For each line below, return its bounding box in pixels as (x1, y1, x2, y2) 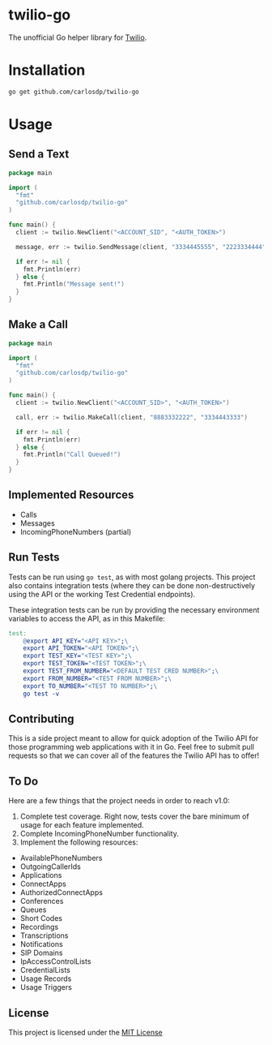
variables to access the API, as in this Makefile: (8, 613, 166, 623)
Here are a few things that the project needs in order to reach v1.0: (8, 796, 231, 806)
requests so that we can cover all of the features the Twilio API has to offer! (8, 750, 260, 760)
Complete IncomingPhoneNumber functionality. (19, 829, 180, 839)
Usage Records (19, 974, 72, 983)
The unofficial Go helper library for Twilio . (8, 32, 147, 42)
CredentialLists (19, 965, 70, 975)
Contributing (8, 712, 74, 725)
